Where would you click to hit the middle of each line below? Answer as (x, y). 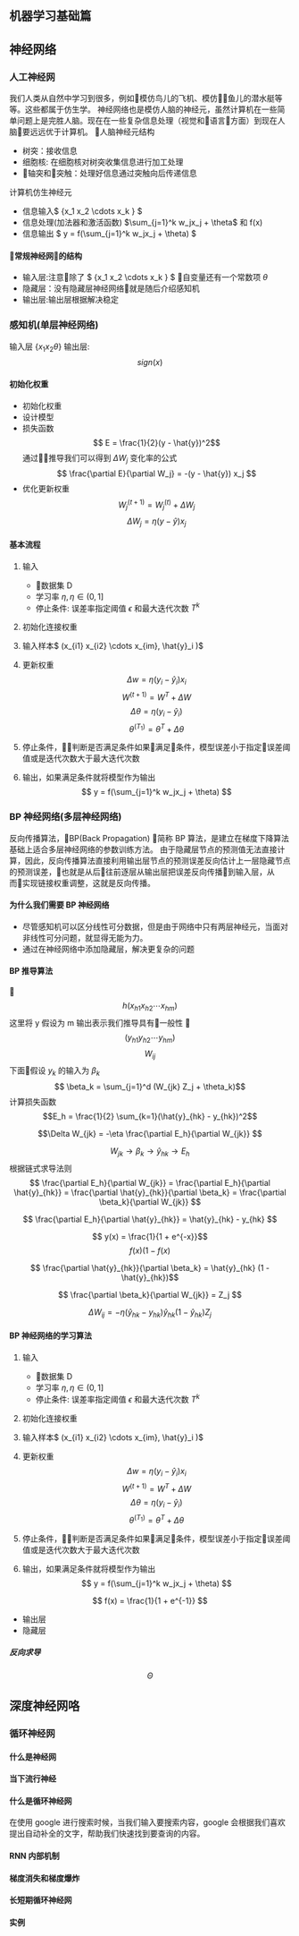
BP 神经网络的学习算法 (50, 1335)
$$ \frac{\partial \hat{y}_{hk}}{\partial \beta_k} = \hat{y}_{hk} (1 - (150, 1268)
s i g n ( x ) (150, 362)
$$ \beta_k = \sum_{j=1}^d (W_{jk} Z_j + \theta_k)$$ (150, 1087)
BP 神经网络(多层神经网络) (66, 817)
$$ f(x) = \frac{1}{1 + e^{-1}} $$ (150, 1600)
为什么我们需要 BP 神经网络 (59, 905)
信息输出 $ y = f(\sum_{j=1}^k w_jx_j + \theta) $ (109, 234)
